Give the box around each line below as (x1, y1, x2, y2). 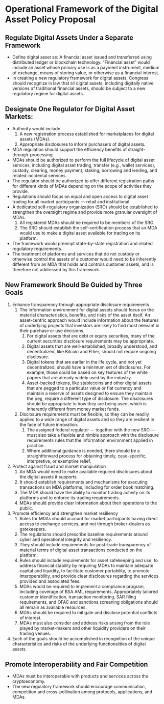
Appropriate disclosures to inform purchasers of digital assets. (19, 141, 146, 147)
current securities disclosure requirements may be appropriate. (26, 338, 154, 344)
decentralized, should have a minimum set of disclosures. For (26, 364, 151, 370)
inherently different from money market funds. (26, 406, 120, 412)
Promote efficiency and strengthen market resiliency (12, 510, 118, 516)
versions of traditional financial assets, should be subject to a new (12, 85, 146, 91)
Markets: (5, 113, 33, 121)
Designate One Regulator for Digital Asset (5, 105, 135, 113)
